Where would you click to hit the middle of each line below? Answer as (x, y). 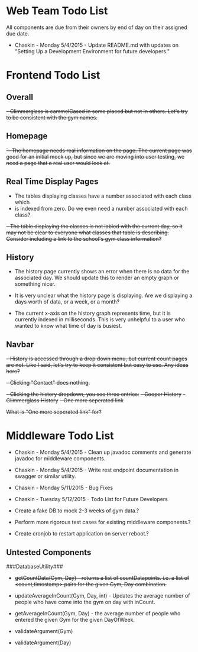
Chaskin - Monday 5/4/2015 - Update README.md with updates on (97, 45)
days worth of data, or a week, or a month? (67, 302)
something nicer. (35, 284)
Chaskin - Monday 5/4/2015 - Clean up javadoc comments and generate (103, 452)
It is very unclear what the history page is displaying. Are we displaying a (103, 296)
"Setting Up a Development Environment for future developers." (92, 51)
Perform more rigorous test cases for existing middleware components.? (103, 522)
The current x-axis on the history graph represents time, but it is (93, 313)
